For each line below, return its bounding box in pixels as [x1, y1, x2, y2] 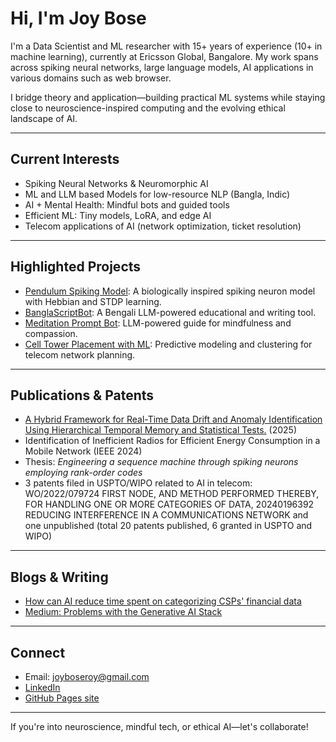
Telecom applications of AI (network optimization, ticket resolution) [24, 220, 302, 232]
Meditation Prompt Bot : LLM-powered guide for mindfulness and [24, 317, 292, 329]
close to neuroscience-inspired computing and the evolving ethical [10, 102, 286, 114]
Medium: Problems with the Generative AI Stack [24, 606, 223, 618]
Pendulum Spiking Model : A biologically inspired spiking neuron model [24, 285, 316, 297]
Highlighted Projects [10, 258, 142, 276]
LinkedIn [24, 682, 61, 693]
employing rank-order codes [24, 467, 143, 479]
